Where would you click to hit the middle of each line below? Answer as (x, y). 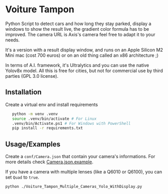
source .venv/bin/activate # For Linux (54, 119)
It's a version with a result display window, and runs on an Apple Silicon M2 (84, 50)
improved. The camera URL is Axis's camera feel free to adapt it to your (80, 34)
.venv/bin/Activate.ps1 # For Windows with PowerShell (71, 123)
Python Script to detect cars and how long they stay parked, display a (78, 24)
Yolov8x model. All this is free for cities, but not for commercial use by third (84, 71)
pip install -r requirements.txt (47, 128)
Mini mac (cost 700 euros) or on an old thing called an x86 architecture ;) (82, 55)
